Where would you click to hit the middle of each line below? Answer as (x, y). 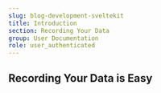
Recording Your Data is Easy (80, 78)
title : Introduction (43, 23)
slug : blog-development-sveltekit (66, 16)
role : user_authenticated (52, 46)
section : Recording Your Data (59, 30)
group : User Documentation (54, 38)
